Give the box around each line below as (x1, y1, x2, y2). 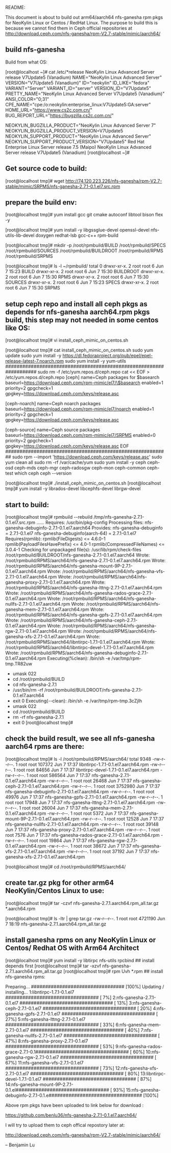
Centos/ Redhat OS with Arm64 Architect (5, 944, 139, 952)
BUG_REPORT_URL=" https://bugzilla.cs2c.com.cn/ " (5, 112, 114, 118)
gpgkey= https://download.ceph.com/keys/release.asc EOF (5, 443, 129, 449)
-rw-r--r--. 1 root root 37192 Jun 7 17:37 (66, 848, 150, 854)
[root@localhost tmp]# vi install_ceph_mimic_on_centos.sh (5, 337, 129, 343)
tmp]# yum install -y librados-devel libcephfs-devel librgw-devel (5, 485, 141, 492)
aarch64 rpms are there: (5, 742, 85, 751)
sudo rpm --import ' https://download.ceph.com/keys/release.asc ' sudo (12, 454, 162, 460)
